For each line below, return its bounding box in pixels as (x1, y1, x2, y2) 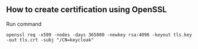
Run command (6, 20, 42, 27)
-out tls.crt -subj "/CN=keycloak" (6, 37, 94, 43)
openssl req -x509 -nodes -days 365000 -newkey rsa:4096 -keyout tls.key (6, 32, 193, 38)
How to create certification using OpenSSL (6, 5, 167, 15)
